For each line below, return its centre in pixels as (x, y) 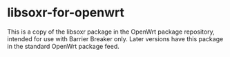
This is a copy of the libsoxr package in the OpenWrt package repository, (111, 32)
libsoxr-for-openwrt (66, 13)
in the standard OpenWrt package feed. (63, 46)
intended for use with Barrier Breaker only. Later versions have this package (115, 38)
